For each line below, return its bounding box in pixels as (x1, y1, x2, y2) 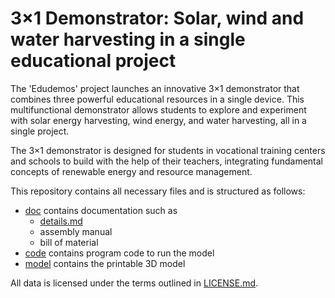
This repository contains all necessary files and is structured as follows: (10, 185, 306, 197)
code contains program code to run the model (24, 247, 215, 259)
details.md (39, 215, 83, 227)
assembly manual (39, 225, 113, 237)
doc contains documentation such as (24, 204, 178, 216)
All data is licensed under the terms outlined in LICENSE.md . (10, 277, 259, 289)
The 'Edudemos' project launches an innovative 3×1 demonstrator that (10, 82, 300, 94)
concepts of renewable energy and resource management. (10, 165, 253, 177)
